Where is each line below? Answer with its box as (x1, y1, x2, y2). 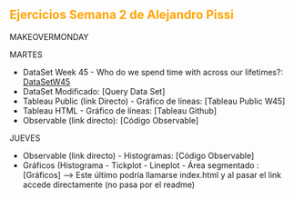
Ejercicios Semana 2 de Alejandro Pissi (9, 7, 234, 23)
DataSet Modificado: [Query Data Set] (22, 85, 166, 96)
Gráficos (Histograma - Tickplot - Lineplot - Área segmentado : (22, 159, 259, 171)
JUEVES (9, 132, 41, 144)
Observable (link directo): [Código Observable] (22, 114, 199, 125)
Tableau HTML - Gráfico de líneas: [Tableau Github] (22, 104, 217, 116)
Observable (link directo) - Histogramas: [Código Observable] (22, 150, 255, 161)
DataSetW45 (22, 76, 71, 87)
